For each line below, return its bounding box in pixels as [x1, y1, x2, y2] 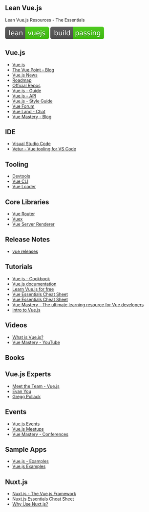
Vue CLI [12, 178, 28, 184]
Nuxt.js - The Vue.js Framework [12, 491, 77, 497]
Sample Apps [5, 445, 47, 454]
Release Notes [5, 235, 50, 244]
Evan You [12, 388, 32, 394]
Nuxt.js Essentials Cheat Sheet [12, 496, 74, 502]
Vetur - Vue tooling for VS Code [12, 146, 77, 152]
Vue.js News [12, 72, 38, 78]
